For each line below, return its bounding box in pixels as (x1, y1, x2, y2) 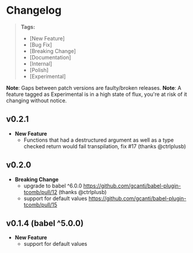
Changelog (6, 4, 62, 17)
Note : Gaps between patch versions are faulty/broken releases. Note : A (6, 84, 182, 91)
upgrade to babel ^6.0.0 (23, 182, 82, 189)
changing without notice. (6, 96, 67, 104)
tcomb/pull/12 (23, 188, 58, 195)
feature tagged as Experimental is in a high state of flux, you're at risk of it (6, 90, 187, 98)
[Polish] (29, 66, 49, 73)
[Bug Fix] (29, 41, 52, 48)
